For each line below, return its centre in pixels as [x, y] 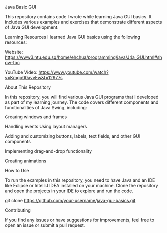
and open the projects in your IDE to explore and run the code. [69, 191]
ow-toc [12, 62]
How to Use [17, 171]
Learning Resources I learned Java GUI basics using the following [73, 37]
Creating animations [26, 161]
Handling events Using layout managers [46, 127]
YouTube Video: [21, 72]
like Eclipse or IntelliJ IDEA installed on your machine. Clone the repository [82, 185]
